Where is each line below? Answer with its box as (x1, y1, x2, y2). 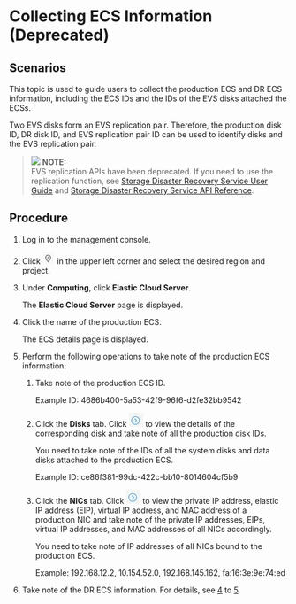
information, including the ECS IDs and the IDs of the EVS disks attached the (9, 93, 287, 104)
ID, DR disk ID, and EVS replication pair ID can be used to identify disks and (9, 129, 283, 139)
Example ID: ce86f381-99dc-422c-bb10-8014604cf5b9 (34, 471, 239, 482)
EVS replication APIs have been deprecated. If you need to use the (30, 166, 274, 176)
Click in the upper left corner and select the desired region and (21, 255, 265, 267)
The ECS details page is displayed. (21, 334, 148, 345)
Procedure (9, 211, 69, 226)
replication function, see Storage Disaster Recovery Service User (30, 175, 268, 186)
